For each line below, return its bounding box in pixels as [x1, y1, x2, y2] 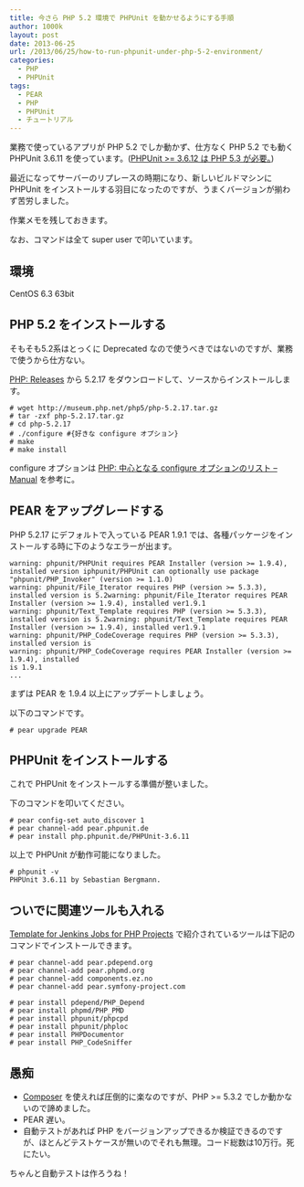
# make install [9, 445, 68, 454]
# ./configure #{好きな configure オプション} [9, 429, 179, 439]
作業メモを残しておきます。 [9, 215, 112, 226]
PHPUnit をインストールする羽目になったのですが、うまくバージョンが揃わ [9, 184, 291, 195]
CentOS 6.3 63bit [9, 288, 75, 299]
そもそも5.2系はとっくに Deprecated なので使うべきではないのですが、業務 [9, 343, 294, 354]
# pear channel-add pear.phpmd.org [9, 966, 145, 976]
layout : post [9, 30, 59, 39]
